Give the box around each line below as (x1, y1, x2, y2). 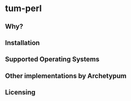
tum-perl (5, 3, 42, 14)
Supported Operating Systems (5, 55, 100, 64)
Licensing (5, 88, 36, 97)
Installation (5, 38, 40, 47)
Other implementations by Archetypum (5, 71, 127, 80)
